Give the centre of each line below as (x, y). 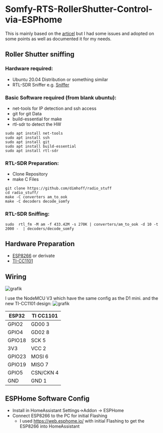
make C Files (26, 179)
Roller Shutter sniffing (40, 54)
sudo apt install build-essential (41, 146)
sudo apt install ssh (27, 138)
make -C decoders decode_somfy (37, 202)
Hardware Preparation (40, 244)
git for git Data (27, 113)
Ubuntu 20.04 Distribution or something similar (60, 79)
